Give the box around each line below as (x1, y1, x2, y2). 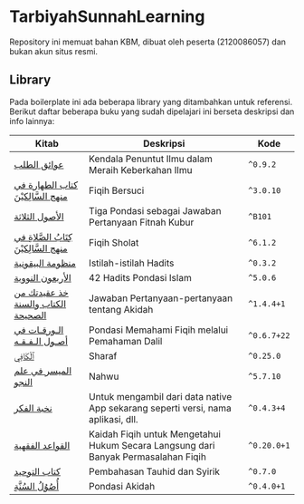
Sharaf (89, 349, 118, 362)
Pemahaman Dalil (89, 334, 163, 347)
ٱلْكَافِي (14, 349, 34, 362)
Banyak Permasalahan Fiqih (89, 451, 206, 463)
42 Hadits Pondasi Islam (89, 271, 192, 284)
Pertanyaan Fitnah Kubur (89, 216, 195, 228)
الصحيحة (14, 308, 47, 321)
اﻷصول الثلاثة (14, 210, 65, 223)
